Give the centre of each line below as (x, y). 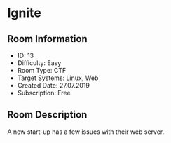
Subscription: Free (44, 93)
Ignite (25, 13)
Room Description (47, 115)
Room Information (47, 39)
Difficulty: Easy (39, 63)
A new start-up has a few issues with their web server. (86, 132)
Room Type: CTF (42, 70)
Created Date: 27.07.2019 (53, 85)
